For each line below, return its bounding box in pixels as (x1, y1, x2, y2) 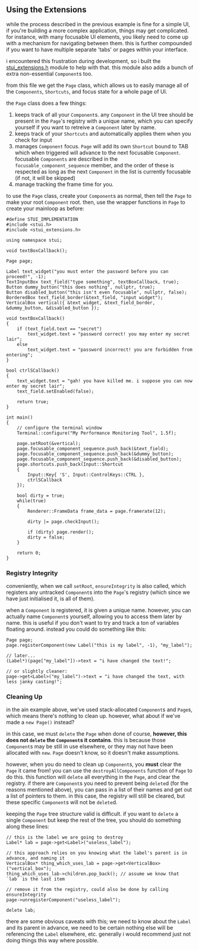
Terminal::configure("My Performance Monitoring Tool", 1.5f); (17, 430, 177, 436)
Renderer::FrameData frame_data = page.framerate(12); (27, 508, 166, 514)
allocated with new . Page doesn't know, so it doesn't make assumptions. (6, 749, 180, 756)
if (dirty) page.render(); (27, 529, 94, 535)
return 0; (17, 550, 42, 556)
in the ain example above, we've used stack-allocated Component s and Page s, (6, 706, 193, 714)
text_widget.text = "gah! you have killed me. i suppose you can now (17, 378, 193, 384)
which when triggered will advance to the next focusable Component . (14, 149, 181, 156)
